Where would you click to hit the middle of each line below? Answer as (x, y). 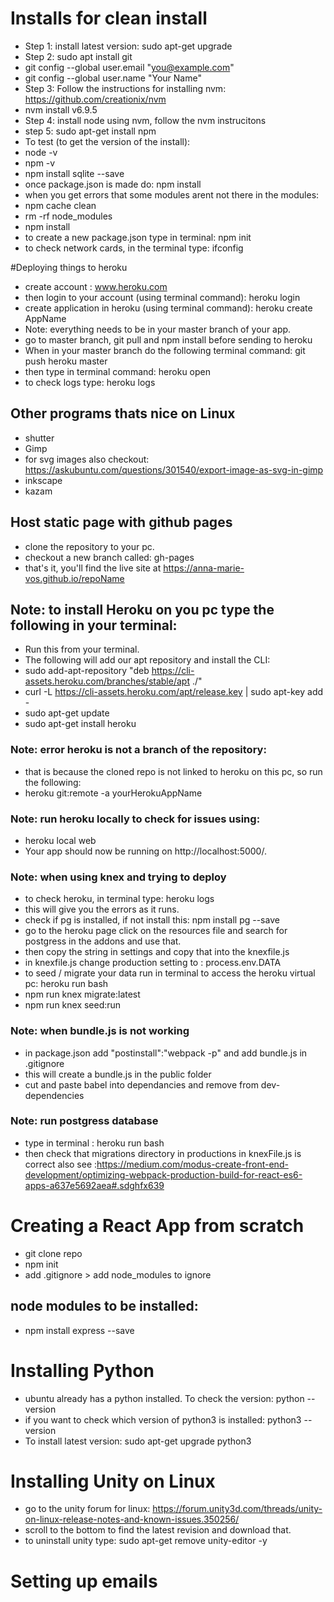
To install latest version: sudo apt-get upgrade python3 (138, 1441)
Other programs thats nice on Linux (123, 413)
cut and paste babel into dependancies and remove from (141, 1084)
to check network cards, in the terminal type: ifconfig (134, 248)
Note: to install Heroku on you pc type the (142, 609)
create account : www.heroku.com (96, 286)
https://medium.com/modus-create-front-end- (192, 1164)
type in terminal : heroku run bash (94, 1143)
